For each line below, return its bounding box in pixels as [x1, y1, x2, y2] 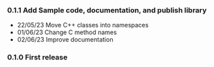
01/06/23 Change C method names [17, 28, 117, 36]
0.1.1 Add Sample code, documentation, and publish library [7, 5, 207, 15]
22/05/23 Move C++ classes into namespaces [17, 21, 149, 29]
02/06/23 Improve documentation [17, 36, 114, 44]
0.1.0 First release [7, 53, 67, 62]
